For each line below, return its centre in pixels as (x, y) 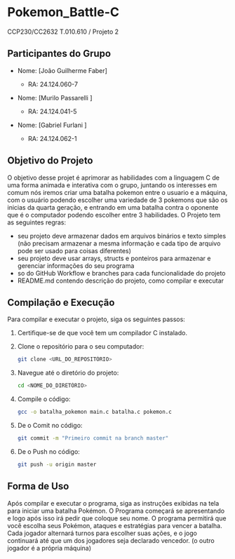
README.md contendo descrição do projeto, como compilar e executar (121, 281)
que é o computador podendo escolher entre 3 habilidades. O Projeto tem (114, 215)
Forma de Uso (38, 486)
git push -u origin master (57, 464)
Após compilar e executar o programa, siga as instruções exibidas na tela (113, 503)
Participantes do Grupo (59, 54)
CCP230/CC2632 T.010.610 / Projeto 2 (63, 32)
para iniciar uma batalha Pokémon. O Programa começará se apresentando (116, 511)
